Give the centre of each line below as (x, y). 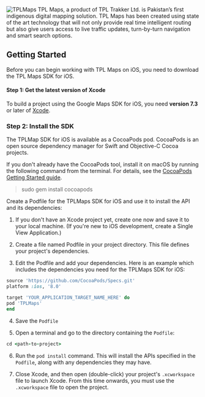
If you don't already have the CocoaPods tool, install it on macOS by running (102, 164)
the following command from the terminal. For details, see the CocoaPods (99, 171)
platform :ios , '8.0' (34, 287)
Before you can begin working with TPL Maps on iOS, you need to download (102, 69)
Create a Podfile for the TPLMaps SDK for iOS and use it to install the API (98, 201)
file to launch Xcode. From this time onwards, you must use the (95, 380)
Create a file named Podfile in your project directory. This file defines (102, 245)
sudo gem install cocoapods (57, 190)
